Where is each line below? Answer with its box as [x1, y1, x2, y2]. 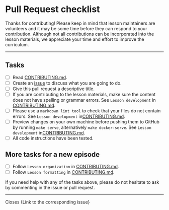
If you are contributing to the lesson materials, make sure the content [12, 91, 156, 97]
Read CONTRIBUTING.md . [12, 74, 67, 80]
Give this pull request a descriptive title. [12, 86, 95, 92]
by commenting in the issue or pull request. [5, 185, 95, 191]
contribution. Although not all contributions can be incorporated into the [5, 31, 154, 37]
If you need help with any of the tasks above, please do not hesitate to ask [5, 179, 159, 185]
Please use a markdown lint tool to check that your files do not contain [12, 108, 161, 114]
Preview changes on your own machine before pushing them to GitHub [12, 119, 160, 125]
